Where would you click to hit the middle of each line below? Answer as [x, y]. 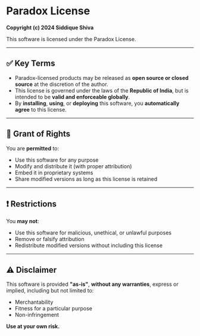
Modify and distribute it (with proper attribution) [73, 166]
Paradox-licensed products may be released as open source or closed [101, 78]
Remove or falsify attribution [49, 239]
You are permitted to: [33, 148]
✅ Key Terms [31, 64]
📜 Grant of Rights [38, 134]
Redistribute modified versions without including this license [88, 245]
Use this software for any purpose [57, 160]
